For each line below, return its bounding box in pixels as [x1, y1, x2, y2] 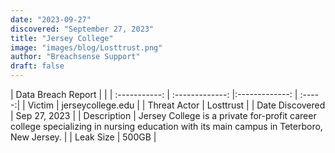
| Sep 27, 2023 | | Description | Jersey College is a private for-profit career [10, 110, 317, 121]
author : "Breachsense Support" [10, 52, 141, 62]
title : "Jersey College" [10, 33, 114, 43]
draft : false [10, 61, 65, 71]
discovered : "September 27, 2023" [10, 24, 155, 34]
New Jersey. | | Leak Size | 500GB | [10, 131, 157, 143]
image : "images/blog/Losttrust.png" [10, 42, 163, 53]
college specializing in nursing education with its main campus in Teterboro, [10, 121, 323, 132]
